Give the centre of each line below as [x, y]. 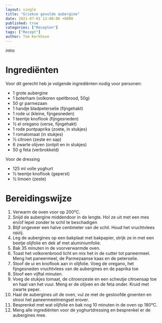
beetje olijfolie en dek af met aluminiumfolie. [57, 243]
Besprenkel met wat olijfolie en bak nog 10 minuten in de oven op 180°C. [85, 305]
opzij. [18, 232]
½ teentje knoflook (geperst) [41, 173]
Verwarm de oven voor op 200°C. [46, 212]
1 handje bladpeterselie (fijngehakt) [48, 108]
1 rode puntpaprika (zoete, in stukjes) [50, 129]
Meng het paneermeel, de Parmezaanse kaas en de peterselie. [75, 258]
